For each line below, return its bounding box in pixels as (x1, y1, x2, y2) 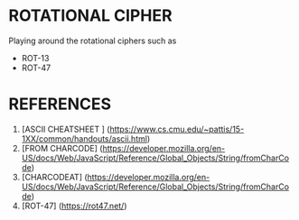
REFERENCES (8, 94, 112, 115)
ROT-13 (21, 52, 50, 63)
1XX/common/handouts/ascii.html (21, 133, 148, 144)
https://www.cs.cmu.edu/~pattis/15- (109, 124, 245, 134)
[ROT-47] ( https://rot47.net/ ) (21, 200, 127, 211)
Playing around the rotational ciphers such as (8, 35, 177, 46)
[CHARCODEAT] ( (21, 171, 88, 182)
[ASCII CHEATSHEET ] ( (21, 124, 110, 134)
